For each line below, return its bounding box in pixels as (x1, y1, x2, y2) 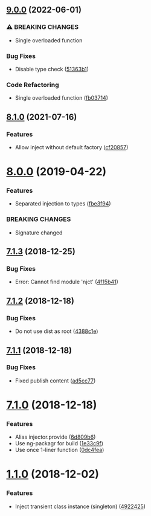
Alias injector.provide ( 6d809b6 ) (14, 433, 96, 440)
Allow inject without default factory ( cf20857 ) (14, 143, 129, 150)
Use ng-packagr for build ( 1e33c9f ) (14, 440, 104, 447)
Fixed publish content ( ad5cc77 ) (14, 377, 96, 384)
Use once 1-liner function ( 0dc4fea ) (14, 447, 104, 454)
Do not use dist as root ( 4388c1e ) (14, 327, 98, 335)
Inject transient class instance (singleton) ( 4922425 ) (14, 503, 146, 510)
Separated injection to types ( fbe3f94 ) (14, 200, 111, 207)
